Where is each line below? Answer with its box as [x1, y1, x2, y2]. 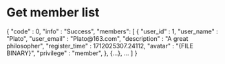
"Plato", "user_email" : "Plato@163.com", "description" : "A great [6, 34, 189, 42]
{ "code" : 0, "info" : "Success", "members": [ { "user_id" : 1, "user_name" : [6, 27, 218, 35]
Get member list [6, 5, 100, 20]
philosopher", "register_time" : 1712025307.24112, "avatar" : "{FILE [6, 42, 194, 50]
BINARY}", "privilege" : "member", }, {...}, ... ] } [6, 49, 138, 57]
